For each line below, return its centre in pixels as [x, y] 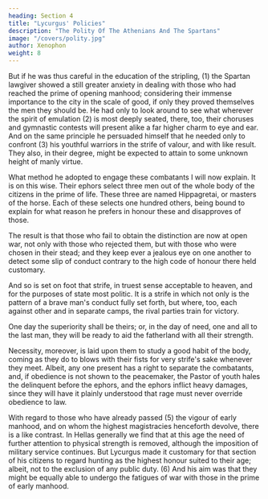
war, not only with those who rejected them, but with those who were [122, 244]
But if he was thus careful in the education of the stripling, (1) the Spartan [130, 76]
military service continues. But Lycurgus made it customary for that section [132, 452]
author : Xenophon [37, 46]
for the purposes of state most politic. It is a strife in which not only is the [129, 294]
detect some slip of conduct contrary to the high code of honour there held [132, 261]
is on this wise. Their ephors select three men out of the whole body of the [132, 186]
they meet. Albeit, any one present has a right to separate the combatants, [131, 368]
